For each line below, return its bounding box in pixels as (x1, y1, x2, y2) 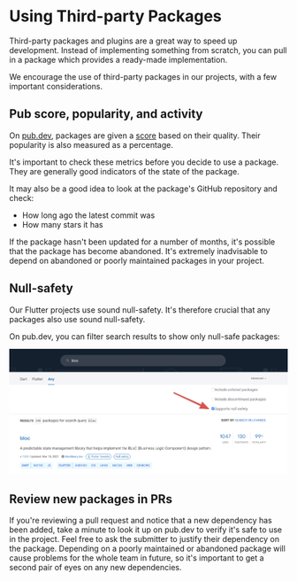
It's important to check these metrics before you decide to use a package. (9, 157, 279, 167)
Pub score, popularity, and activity (9, 106, 203, 121)
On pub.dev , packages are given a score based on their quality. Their (9, 130, 261, 141)
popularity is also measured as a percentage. (9, 139, 174, 150)
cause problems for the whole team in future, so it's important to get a (9, 553, 264, 563)
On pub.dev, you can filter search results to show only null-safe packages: (9, 330, 280, 342)
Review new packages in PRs (9, 492, 172, 507)
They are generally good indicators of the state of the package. (9, 166, 240, 176)
